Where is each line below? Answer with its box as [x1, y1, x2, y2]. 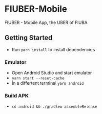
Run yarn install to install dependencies [11, 46, 95, 52]
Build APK [4, 92, 29, 99]
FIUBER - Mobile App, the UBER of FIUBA [4, 19, 88, 25]
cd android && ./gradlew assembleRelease [11, 104, 97, 109]
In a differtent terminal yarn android [11, 80, 84, 86]
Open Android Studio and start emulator [11, 70, 92, 76]
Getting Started [4, 34, 53, 42]
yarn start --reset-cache [11, 76, 64, 81]
